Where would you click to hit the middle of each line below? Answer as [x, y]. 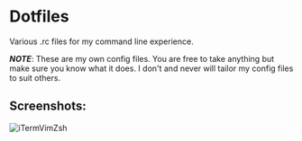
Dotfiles [39, 17]
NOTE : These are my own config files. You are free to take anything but [142, 58]
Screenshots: [48, 106]
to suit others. [35, 77]
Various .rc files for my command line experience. [101, 41]
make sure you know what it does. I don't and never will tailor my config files [151, 68]
